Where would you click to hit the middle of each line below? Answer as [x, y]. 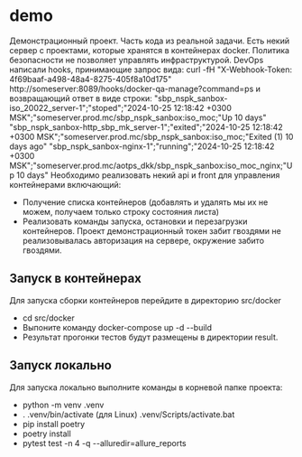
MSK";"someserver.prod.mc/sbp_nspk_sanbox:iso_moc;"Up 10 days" [138, 117]
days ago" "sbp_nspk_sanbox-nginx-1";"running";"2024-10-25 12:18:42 [142, 146]
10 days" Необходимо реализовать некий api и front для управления [148, 175]
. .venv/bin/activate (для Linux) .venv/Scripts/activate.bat [128, 414]
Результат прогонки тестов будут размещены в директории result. [150, 337]
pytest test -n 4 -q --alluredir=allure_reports [104, 443]
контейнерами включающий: [65, 184]
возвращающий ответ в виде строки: [81, 98]
